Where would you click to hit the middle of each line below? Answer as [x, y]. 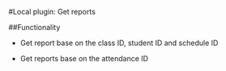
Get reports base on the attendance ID [84, 58]
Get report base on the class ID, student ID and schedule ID [119, 43]
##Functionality [34, 27]
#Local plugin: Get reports [52, 12]
